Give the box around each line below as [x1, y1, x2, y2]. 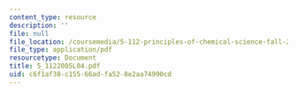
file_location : [9, 37, 65, 46]
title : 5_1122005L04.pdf [9, 62, 101, 71]
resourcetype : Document [9, 53, 97, 62]
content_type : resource [9, 12, 97, 22]
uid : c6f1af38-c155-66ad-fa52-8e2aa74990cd [9, 70, 172, 79]
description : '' [9, 21, 69, 30]
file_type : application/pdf [9, 46, 113, 54]
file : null [9, 29, 49, 38]
